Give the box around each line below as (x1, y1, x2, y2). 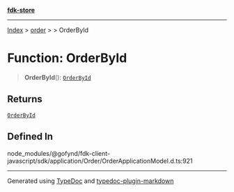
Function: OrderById (7, 50, 127, 66)
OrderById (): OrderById (24, 73, 92, 81)
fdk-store (7, 6, 36, 14)
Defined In (7, 131, 54, 143)
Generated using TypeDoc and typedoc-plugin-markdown (7, 177, 174, 185)
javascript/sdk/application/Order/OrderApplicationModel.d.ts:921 (7, 157, 193, 165)
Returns (7, 93, 43, 105)
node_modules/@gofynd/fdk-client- (7, 149, 110, 157)
